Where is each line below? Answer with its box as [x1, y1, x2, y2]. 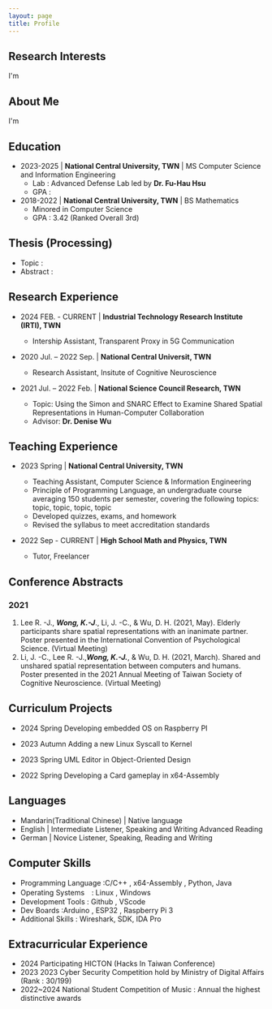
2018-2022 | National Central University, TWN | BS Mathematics [19, 196, 240, 205]
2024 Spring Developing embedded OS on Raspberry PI [19, 723, 209, 733]
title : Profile [8, 19, 60, 28]
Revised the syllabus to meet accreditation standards [32, 520, 210, 530]
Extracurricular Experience [8, 937, 149, 951]
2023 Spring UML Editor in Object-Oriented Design [19, 754, 191, 764]
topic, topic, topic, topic [32, 502, 112, 512]
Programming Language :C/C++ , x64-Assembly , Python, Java [19, 877, 232, 887]
